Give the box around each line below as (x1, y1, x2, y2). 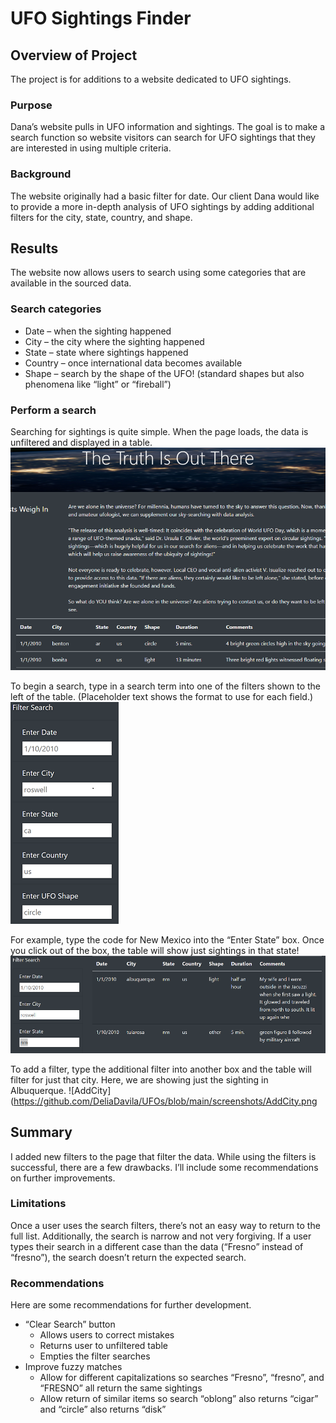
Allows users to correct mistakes (39, 1329, 175, 1341)
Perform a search (10, 403, 97, 417)
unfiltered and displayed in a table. (10, 437, 153, 448)
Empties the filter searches (39, 1350, 151, 1362)
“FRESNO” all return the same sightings (39, 1382, 203, 1394)
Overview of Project (10, 47, 138, 64)
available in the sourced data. (10, 277, 132, 289)
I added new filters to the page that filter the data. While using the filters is (10, 1150, 317, 1162)
